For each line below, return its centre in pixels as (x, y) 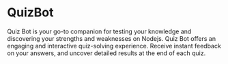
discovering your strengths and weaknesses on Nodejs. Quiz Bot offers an (112, 38)
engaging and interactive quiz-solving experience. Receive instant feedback (114, 46)
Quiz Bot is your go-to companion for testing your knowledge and (99, 31)
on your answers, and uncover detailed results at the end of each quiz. (106, 53)
